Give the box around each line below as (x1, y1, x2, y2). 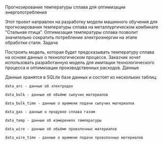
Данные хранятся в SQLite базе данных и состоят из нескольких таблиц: (5, 74, 158, 80)
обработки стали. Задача (5, 40, 58, 46)
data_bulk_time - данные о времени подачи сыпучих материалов (5, 101, 135, 106)
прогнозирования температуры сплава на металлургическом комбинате (5, 24, 159, 30)
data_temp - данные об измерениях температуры (5, 118, 102, 123)
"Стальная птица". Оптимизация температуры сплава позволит (5, 29, 138, 35)
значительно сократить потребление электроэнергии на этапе (5, 34, 138, 40)
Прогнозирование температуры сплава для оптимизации (5, 4, 126, 10)
